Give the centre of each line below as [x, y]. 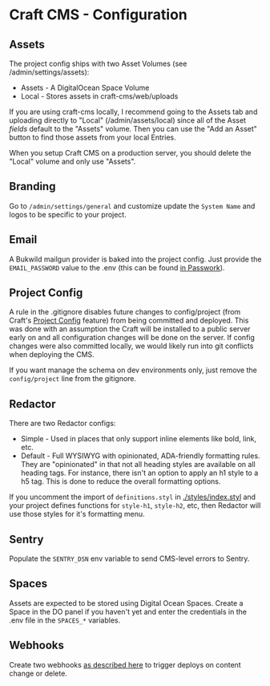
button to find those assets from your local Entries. [93, 137]
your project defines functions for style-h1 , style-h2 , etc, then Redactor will [135, 505]
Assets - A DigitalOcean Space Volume [85, 87]
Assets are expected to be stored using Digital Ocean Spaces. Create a [126, 603]
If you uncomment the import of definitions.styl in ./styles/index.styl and [132, 497]
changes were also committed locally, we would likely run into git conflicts [131, 346]
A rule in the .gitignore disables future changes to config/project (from [125, 312]
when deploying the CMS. [52, 355]
